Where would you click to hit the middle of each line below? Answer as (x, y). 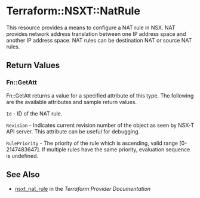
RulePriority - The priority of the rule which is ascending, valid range (92, 143)
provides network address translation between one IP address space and (96, 33)
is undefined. (22, 156)
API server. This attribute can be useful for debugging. (73, 131)
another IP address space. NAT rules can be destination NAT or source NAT (99, 40)
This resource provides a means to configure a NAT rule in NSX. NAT (91, 28)
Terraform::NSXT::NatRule (73, 11)
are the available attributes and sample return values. (72, 102)
